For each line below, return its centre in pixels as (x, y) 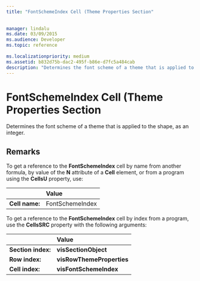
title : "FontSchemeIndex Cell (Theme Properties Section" (80, 12)
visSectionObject (82, 250)
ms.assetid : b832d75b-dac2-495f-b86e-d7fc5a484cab (71, 62)
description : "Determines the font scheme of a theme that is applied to (100, 67)
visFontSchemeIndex (87, 269)
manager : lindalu (28, 28)
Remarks (23, 151)
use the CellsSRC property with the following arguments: (77, 225)
